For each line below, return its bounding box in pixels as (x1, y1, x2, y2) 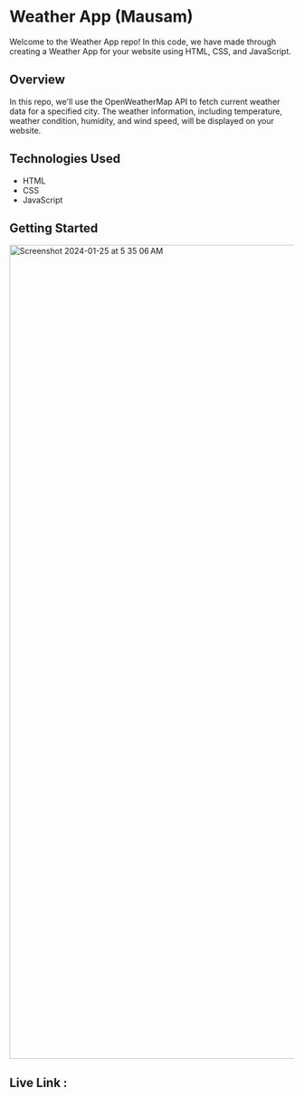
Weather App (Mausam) (9, 6, 194, 27)
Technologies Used (9, 151, 120, 166)
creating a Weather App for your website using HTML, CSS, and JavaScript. (9, 45, 291, 56)
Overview (9, 72, 66, 88)
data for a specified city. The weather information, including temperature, (9, 106, 283, 117)
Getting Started (9, 220, 99, 236)
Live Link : (9, 1074, 68, 1091)
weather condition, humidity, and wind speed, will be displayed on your (9, 115, 274, 126)
